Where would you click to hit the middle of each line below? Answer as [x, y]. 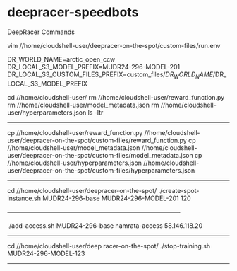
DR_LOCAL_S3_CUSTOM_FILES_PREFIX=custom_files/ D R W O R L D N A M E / [111, 75]
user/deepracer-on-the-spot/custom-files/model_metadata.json [100, 155]
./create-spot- [179, 190]
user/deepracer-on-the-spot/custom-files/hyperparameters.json [101, 170]
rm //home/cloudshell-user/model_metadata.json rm [83, 105]
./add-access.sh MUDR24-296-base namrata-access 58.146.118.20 [105, 225]
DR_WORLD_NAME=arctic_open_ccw [61, 59]
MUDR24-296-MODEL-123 [46, 253]
